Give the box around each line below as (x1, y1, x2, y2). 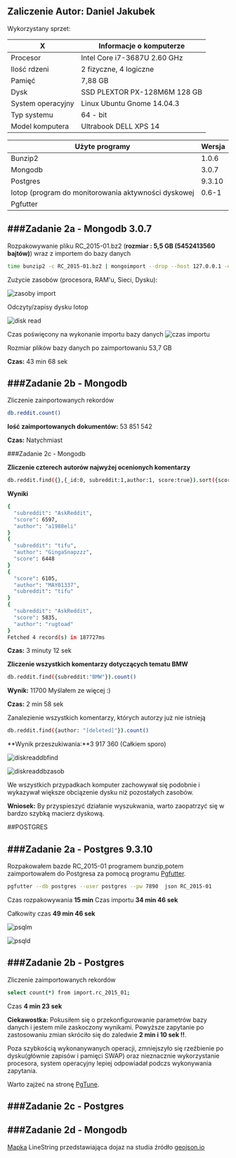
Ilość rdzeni (11, 64, 49, 74)
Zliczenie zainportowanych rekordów (7, 396, 114, 405)
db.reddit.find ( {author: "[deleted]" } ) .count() (7, 727, 150, 734)
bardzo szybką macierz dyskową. (7, 809, 105, 818)
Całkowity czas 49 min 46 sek (7, 909, 96, 918)
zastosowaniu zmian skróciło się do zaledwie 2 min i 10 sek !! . (7, 1030, 187, 1039)
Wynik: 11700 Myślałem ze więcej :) (7, 687, 111, 695)
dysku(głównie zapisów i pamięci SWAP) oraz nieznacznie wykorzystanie (7, 1051, 220, 1060)
